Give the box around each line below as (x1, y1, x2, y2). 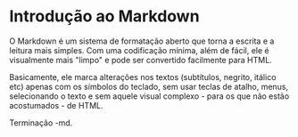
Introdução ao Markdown (9, 6, 200, 27)
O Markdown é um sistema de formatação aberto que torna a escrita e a (9, 36, 275, 46)
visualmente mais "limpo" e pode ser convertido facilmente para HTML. (9, 54, 272, 65)
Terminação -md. (9, 117, 73, 128)
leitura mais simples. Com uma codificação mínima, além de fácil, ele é (9, 44, 269, 55)
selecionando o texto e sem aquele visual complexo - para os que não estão (9, 91, 290, 101)
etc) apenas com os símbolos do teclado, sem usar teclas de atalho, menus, (9, 81, 288, 92)
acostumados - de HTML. (9, 100, 104, 110)
